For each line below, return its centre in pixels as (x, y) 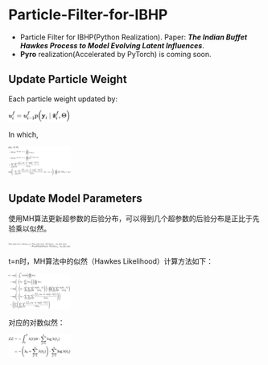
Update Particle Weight (68, 79)
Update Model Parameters (75, 198)
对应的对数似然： (37, 322)
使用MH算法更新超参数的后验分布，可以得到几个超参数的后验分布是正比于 (131, 219)
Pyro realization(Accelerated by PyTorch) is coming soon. (115, 54)
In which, (23, 134)
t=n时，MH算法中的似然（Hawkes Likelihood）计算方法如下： (111, 261)
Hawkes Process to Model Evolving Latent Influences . (112, 45)
